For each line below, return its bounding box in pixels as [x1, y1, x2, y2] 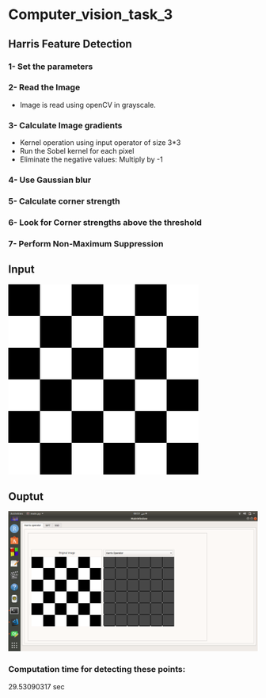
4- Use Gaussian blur [8, 174, 92, 185]
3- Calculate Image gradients [8, 120, 123, 131]
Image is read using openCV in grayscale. [19, 100, 156, 109]
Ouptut [8, 490, 44, 503]
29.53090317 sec [8, 681, 65, 691]
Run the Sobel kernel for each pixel [19, 147, 135, 156]
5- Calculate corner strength [8, 196, 120, 207]
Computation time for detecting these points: [8, 664, 186, 675]
